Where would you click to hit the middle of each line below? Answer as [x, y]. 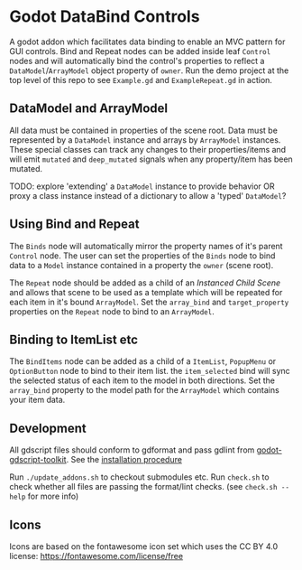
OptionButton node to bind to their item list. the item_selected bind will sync [150, 371]
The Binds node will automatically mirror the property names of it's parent [146, 246]
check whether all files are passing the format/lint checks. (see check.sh [143, 487]
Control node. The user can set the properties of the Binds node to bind [142, 256]
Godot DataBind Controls [105, 17]
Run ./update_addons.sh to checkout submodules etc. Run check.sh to [139, 477]
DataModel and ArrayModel [89, 109]
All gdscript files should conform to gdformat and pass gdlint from [132, 450]
